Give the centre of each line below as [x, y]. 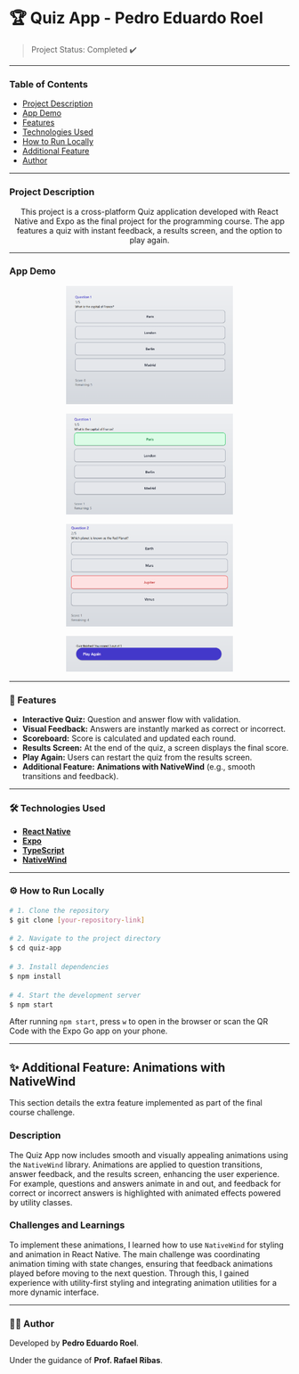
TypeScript [43, 850]
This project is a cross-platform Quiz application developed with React [149, 211]
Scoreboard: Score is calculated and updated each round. [129, 738]
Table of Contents [49, 84]
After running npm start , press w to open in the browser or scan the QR [139, 1022]
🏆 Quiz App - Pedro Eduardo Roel [137, 18]
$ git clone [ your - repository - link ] [77, 920]
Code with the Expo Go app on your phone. [89, 1031]
